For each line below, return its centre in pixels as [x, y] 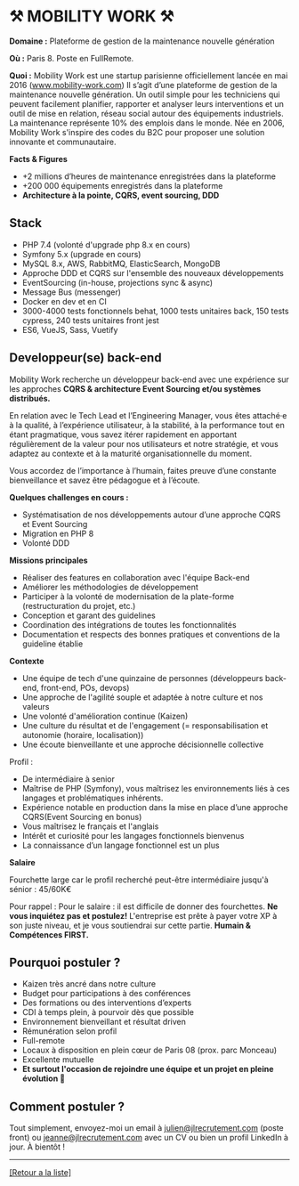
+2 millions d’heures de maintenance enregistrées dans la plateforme [149, 176]
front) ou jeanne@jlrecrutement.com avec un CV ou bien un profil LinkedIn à [149, 1138]
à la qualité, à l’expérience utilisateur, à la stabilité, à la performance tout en [147, 425]
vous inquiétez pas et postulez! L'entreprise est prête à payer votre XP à [143, 915]
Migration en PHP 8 [58, 533]
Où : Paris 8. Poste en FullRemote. [72, 58]
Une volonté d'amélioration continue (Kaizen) [105, 716]
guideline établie [53, 644]
